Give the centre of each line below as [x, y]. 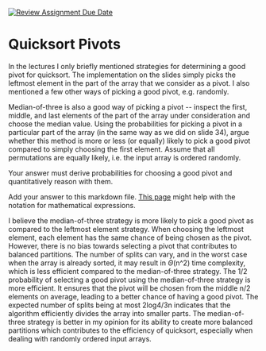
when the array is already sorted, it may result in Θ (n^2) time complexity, [127, 263]
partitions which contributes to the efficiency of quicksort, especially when [131, 330]
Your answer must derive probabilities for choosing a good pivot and [120, 173]
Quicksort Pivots [65, 44]
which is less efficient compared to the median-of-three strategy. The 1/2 [128, 271]
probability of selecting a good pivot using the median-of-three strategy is [129, 280]
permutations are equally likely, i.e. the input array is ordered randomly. [125, 157]
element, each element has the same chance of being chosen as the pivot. [130, 237]
